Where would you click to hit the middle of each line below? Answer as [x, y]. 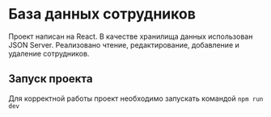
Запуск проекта [51, 79]
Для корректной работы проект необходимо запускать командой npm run [136, 98]
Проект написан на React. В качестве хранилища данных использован [131, 36]
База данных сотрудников [102, 14]
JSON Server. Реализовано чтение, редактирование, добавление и [124, 44]
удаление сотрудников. [49, 53]
